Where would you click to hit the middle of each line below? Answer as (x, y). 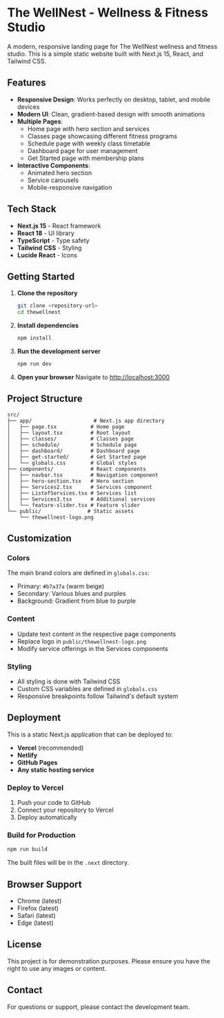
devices (28, 107)
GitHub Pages (37, 762)
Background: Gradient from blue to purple (77, 601)
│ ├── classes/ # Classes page (71, 439)
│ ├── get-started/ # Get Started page (77, 457)
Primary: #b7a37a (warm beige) (61, 586)
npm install (34, 338)
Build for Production (41, 835)
